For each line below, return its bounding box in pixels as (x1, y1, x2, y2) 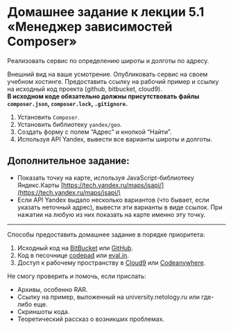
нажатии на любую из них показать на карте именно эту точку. (17, 210, 206, 218)
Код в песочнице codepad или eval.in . (17, 251, 130, 259)
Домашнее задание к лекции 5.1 (7, 4, 205, 20)
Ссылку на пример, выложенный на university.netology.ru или (17, 293, 200, 301)
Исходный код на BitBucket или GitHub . (17, 243, 134, 252)
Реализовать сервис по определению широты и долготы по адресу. (7, 56, 209, 64)
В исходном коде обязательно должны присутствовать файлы (7, 92, 200, 101)
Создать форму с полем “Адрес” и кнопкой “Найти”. (17, 128, 172, 136)
